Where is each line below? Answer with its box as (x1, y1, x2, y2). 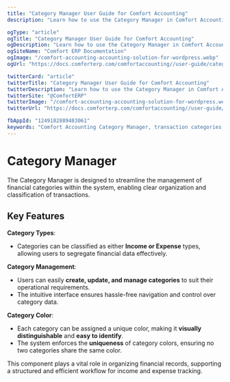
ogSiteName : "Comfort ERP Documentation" (7, 48, 127, 55)
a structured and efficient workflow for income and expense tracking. (7, 366, 203, 374)
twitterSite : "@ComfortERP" (7, 92, 88, 99)
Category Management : (7, 262, 77, 271)
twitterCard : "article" (7, 73, 75, 80)
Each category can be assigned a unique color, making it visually (16, 324, 202, 333)
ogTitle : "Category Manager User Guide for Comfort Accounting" (7, 35, 194, 42)
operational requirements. (16, 283, 90, 291)
